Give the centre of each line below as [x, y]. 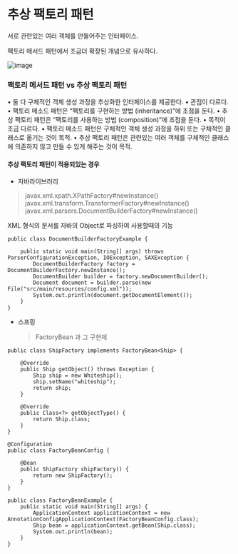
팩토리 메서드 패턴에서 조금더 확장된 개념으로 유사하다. [83, 51]
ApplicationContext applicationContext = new [102, 513]
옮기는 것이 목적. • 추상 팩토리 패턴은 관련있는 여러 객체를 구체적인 [118, 138]
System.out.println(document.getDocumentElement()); [113, 296]
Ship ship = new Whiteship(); [78, 376]
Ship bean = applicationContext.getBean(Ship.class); [114, 525]
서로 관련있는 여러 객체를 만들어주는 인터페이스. [73, 36]
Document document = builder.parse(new [92, 283]
